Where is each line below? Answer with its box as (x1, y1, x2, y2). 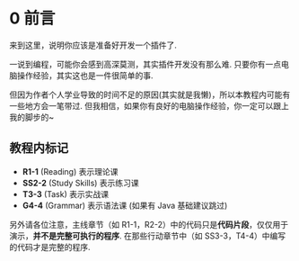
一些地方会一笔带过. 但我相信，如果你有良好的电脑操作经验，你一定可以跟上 (9, 100, 289, 111)
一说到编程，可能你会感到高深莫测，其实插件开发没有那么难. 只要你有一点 (9, 58, 281, 69)
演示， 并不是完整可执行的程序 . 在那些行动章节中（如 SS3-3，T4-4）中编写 (9, 230, 286, 241)
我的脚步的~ (9, 112, 55, 122)
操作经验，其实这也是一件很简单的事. (16, 69, 154, 81)
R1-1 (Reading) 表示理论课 (22, 166, 119, 176)
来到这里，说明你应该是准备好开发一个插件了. (9, 40, 178, 50)
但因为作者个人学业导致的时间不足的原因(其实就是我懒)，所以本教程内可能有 (9, 89, 291, 100)
